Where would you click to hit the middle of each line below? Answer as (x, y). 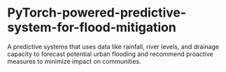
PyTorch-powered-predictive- (97, 13)
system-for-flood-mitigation (92, 27)
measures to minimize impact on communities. (74, 61)
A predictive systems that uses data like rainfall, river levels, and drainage (113, 46)
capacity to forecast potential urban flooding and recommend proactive (110, 54)
